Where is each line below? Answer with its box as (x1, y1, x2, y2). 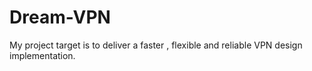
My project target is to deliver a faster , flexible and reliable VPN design (9, 39, 303, 51)
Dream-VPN (9, 6, 111, 29)
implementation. (9, 49, 76, 61)
